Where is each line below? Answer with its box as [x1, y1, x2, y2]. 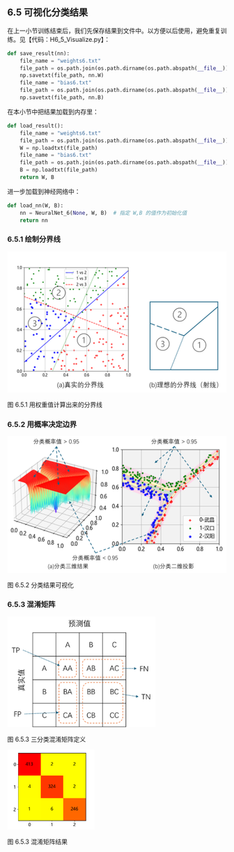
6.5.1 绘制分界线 [7, 234, 61, 244]
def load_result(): [7, 122, 64, 129]
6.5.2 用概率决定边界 [7, 419, 77, 429]
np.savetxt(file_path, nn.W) [19, 72, 104, 79]
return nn [19, 217, 49, 224]
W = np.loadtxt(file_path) [19, 144, 98, 151]
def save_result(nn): [7, 50, 70, 57]
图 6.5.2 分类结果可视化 [7, 581, 75, 589]
